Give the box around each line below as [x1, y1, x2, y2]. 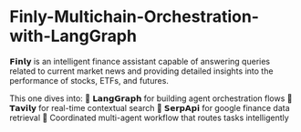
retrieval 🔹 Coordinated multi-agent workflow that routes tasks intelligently [9, 112, 289, 123]
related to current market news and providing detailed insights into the [9, 66, 274, 76]
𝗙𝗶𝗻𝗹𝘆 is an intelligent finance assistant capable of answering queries [9, 56, 271, 66]
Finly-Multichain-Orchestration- [9, 6, 260, 27]
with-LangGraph [9, 25, 137, 46]
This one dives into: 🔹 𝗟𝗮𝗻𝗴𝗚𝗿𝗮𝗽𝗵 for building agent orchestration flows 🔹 [9, 93, 293, 104]
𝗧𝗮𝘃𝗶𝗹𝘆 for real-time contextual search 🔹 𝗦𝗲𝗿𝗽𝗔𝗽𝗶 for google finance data [9, 102, 290, 113]
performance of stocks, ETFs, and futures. [9, 75, 169, 86]
